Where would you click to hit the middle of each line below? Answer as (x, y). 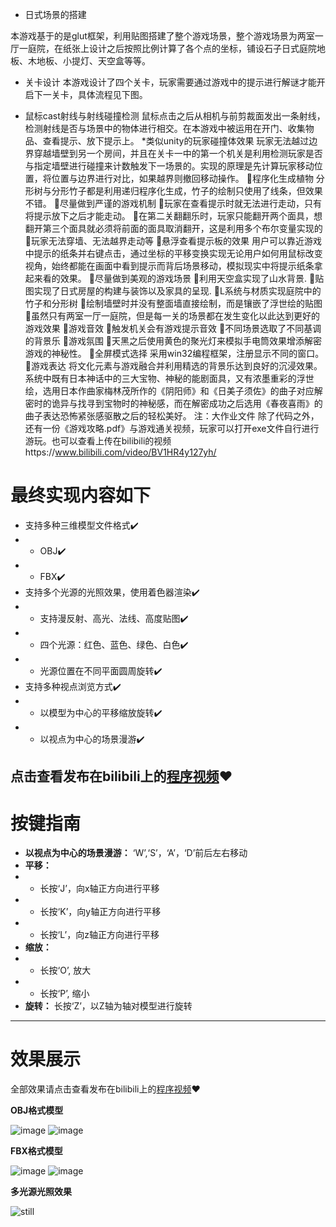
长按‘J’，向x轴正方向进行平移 (99, 889)
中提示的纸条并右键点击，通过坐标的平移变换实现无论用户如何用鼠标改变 (173, 253)
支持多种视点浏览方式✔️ (73, 686)
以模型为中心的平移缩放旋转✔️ (101, 712)
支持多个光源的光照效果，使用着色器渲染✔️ (112, 592)
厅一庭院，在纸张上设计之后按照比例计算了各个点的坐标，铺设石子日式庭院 (163, 48)
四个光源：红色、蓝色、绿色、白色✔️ (114, 644)
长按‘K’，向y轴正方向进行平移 (100, 912)
